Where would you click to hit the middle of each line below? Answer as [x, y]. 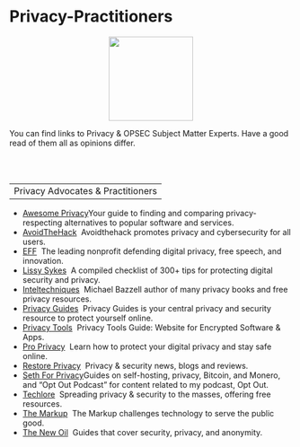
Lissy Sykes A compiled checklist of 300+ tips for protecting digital [147, 270]
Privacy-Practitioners [91, 17]
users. [34, 241]
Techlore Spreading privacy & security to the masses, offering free [146, 394]
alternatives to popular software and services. [149, 223]
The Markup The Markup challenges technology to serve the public [148, 413]
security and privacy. [61, 279]
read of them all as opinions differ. [73, 143]
